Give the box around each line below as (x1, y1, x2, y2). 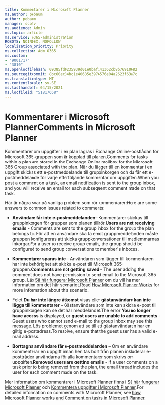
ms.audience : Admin (5, 26, 45, 31)
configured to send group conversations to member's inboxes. (12, 246, 139, 252)
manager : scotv (5, 21, 36, 26)
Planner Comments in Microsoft (5, 121, 136, 133)
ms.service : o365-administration (5, 35, 74, 40)
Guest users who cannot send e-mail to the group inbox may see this (12, 318, 153, 324)
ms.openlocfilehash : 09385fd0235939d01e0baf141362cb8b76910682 (5, 67, 138, 72)
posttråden (12, 354, 35, 360)
